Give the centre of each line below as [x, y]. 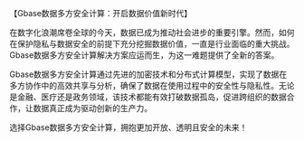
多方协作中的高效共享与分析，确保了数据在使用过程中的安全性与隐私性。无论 [152, 85]
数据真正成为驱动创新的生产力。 [92, 108]
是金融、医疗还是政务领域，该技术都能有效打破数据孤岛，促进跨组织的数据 [148, 97]
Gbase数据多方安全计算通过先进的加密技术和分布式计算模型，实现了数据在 [148, 74]
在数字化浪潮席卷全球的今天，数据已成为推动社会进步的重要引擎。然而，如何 [152, 33]
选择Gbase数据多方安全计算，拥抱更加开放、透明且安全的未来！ [128, 127]
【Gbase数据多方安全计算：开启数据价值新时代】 [101, 13]
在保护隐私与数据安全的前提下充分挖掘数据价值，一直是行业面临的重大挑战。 [152, 44]
